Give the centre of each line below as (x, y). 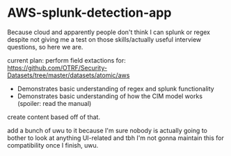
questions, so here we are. (45, 47)
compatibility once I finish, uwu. (53, 145)
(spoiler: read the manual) (54, 103)
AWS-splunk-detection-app (89, 13)
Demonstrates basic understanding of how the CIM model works (110, 96)
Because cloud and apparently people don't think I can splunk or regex (109, 32)
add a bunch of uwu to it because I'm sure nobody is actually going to (107, 130)
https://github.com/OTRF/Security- (57, 68)
